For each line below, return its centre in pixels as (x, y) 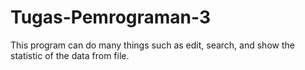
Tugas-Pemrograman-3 (111, 17)
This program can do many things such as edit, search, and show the (152, 45)
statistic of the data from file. (70, 55)
